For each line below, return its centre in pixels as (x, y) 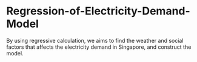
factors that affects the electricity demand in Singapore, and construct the (99, 47)
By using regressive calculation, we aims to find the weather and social (95, 40)
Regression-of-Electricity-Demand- (98, 11)
